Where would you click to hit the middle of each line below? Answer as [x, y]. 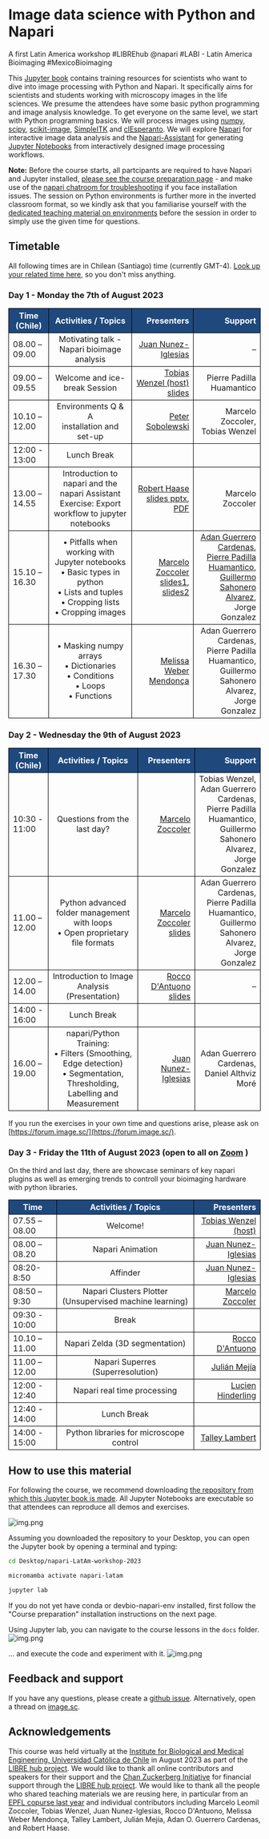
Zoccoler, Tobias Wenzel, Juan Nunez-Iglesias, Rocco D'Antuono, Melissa [130, 1811]
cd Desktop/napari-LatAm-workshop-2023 [75, 1561]
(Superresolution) [125, 1372]
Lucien [243, 1385]
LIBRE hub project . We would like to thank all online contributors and [121, 1768]
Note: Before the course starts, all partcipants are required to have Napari [130, 170]
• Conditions [90, 676]
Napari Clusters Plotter [125, 1291]
